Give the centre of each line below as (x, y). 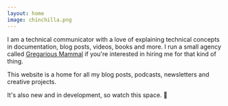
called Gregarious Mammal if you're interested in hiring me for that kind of (112, 54)
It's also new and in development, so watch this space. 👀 (88, 95)
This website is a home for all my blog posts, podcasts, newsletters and (108, 74)
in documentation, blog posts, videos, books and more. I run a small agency (114, 47)
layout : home (26, 13)
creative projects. (32, 81)
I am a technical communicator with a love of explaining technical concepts (113, 39)
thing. (15, 61)
